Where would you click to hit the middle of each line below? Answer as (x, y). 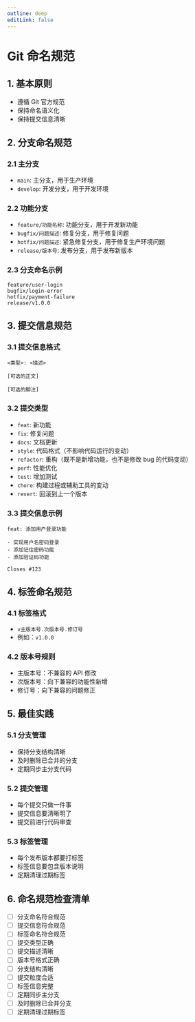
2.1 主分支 (23, 164)
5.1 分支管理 (27, 735)
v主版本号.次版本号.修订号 (50, 629)
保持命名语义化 (38, 110)
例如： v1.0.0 (35, 637)
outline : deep (27, 13)
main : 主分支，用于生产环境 (55, 181)
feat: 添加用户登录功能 (37, 529)
